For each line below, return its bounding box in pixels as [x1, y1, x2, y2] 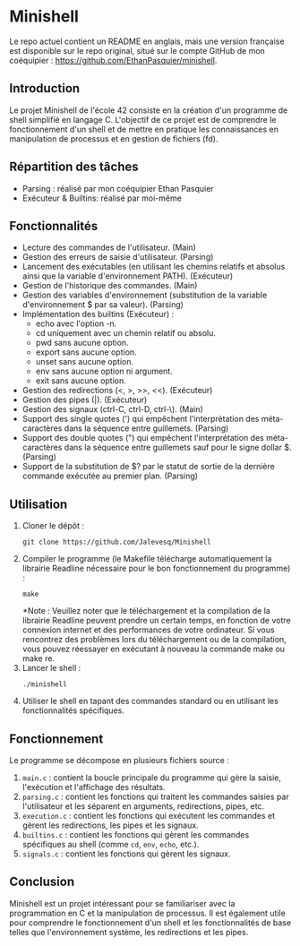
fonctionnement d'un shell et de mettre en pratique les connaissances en [9, 124, 279, 134]
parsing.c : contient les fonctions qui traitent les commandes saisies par [21, 791, 289, 802]
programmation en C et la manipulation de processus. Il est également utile [9, 907, 287, 918]
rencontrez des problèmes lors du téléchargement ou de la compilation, [21, 634, 287, 645]
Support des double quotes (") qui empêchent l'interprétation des [21, 433, 264, 443]
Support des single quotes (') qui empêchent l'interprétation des [21, 414, 260, 425]
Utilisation [9, 496, 68, 512]
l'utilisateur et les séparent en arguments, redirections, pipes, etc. [21, 801, 265, 812]
